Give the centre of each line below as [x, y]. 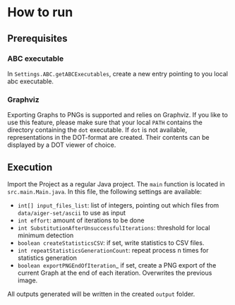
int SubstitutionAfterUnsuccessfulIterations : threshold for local [114, 227]
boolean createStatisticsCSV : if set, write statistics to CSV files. [111, 243]
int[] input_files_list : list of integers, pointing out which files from [118, 205]
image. [28, 280]
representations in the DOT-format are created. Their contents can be [108, 138]
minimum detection [46, 235]
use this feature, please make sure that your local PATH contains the [105, 122]
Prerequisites [37, 38]
